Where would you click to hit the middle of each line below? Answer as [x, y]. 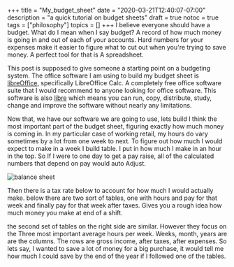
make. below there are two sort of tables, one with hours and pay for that [112, 198]
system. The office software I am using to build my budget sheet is [103, 75]
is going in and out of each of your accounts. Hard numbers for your [105, 40]
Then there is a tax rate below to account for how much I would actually [110, 190]
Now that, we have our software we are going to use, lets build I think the [112, 119]
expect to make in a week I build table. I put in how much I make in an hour [115, 149]
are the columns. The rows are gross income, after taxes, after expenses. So [117, 241]
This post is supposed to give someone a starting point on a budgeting [109, 68]
